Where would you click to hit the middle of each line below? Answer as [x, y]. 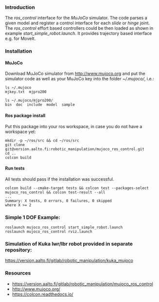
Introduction [20, 7]
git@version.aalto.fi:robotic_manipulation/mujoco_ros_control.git [75, 149]
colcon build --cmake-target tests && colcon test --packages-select [77, 188]
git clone [15, 145]
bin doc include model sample [40, 105]
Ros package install [25, 115]
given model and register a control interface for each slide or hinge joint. [77, 23]
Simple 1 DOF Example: [33, 217]
